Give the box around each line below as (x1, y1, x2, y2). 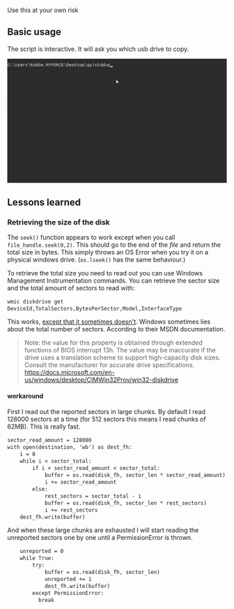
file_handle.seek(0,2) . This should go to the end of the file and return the (7, 241, 221, 249)
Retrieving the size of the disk (7, 217, 110, 227)
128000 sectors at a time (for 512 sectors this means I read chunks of (7, 415, 207, 423)
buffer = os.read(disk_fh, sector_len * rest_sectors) (44, 499, 208, 506)
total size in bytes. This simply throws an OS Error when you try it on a (7, 248, 209, 257)
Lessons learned (7, 196, 81, 208)
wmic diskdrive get (7, 299, 64, 306)
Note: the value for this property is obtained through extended (24, 338, 203, 347)
